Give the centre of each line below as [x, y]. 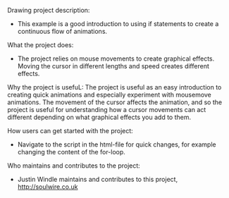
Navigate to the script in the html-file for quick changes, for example [117, 144]
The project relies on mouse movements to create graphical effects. [116, 58]
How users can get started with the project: [70, 131]
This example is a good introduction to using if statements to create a [118, 24]
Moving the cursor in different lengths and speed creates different [113, 66]
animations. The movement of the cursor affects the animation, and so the [115, 102]
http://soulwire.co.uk [48, 187]
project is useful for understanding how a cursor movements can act [107, 110]
